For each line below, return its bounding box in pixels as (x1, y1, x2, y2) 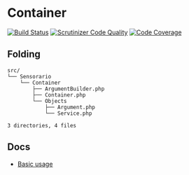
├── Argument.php (44, 104, 96, 111)
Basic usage (17, 160, 53, 168)
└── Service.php (44, 110, 92, 117)
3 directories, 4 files (7, 122, 77, 129)
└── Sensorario (7, 73, 52, 80)
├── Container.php (32, 91, 86, 99)
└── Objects (32, 97, 68, 104)
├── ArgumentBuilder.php (32, 85, 105, 92)
